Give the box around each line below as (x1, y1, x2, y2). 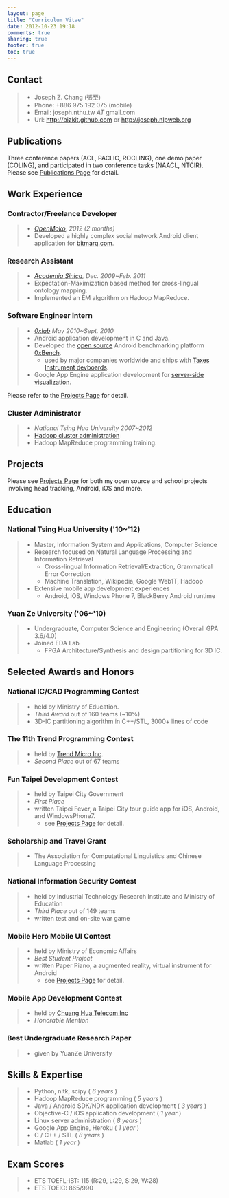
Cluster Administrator (7, 408, 81, 418)
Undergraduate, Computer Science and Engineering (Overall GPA (34, 624, 219, 632)
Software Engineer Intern (7, 311, 93, 321)
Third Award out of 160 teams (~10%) (34, 709, 141, 718)
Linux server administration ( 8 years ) (34, 1116, 143, 1125)
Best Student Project (34, 954, 93, 963)
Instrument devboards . (44, 363, 109, 372)
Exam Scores (7, 1158, 64, 1170)
